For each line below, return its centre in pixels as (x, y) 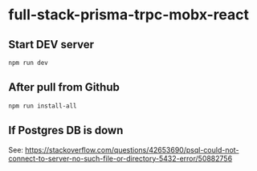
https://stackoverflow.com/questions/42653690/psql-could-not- (132, 149)
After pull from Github (64, 87)
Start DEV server (51, 45)
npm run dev (28, 63)
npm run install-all (43, 106)
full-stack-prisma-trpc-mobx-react (128, 15)
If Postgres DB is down (66, 130)
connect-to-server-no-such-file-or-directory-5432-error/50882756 (120, 158)
